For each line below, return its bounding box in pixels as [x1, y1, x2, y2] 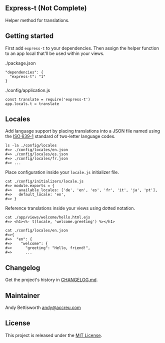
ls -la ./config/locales [5, 143, 57, 148]
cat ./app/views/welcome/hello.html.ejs [5, 215, 91, 220]
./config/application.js [5, 87, 50, 93]
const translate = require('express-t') [5, 97, 91, 102]
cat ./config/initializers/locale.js [5, 179, 84, 184]
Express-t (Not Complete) [5, 4, 87, 12]
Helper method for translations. [5, 17, 70, 23]
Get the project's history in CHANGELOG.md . [5, 277, 98, 283]
